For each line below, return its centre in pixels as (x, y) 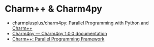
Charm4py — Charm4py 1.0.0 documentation (59, 33)
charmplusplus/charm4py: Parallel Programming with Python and (80, 23)
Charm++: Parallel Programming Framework (58, 39)
